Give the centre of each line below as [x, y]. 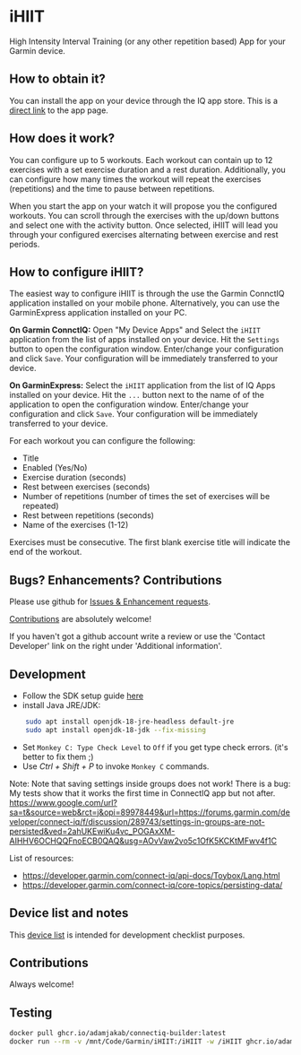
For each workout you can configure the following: [102, 441]
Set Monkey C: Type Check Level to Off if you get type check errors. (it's [155, 747]
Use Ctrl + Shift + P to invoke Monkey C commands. [116, 766]
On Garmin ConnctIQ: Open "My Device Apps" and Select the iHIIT [135, 330]
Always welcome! [42, 984]
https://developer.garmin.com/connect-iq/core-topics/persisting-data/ [152, 885]
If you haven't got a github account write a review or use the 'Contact [138, 636]
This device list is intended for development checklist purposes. [127, 935]
